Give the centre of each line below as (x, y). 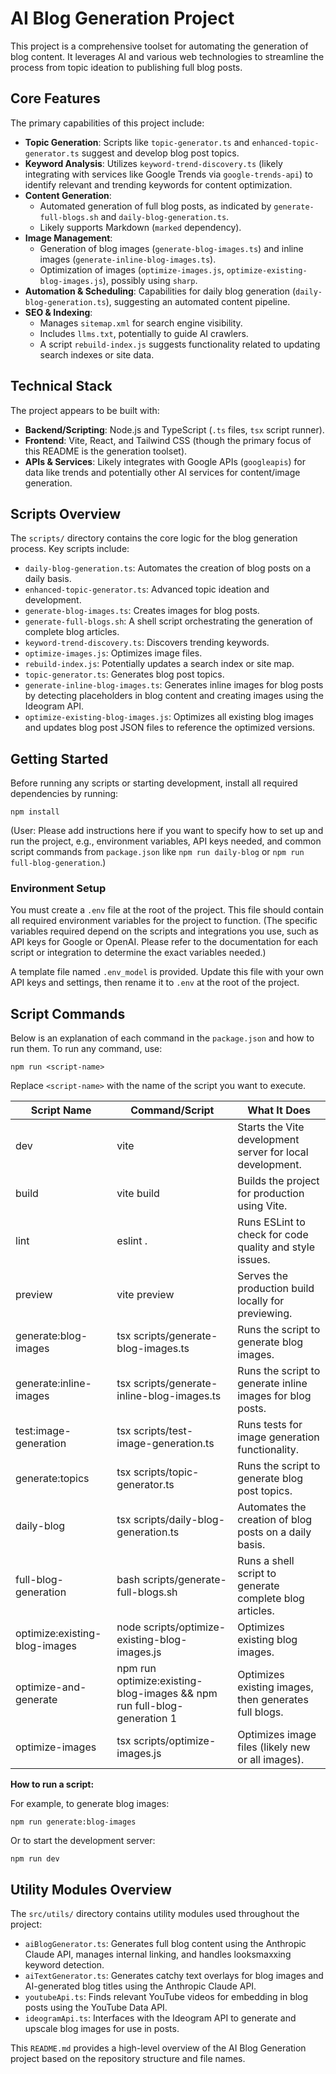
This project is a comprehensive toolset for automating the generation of (159, 46)
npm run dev (35, 1859)
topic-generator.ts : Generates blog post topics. (124, 674)
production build (276, 1289)
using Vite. (262, 1206)
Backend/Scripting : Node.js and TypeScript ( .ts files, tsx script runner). (174, 429)
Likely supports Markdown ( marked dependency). (140, 227)
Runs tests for (270, 1425)
